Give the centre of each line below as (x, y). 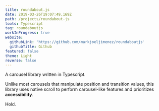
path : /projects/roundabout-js (37, 19)
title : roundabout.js (27, 10)
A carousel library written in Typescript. (45, 74)
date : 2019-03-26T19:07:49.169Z (38, 14)
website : (14, 38)
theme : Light (19, 56)
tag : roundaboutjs (24, 28)
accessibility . (19, 95)
